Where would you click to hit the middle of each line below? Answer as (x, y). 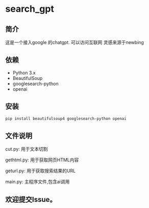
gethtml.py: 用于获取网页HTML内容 (42, 160)
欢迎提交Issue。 (31, 200)
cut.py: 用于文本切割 (27, 149)
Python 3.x (24, 73)
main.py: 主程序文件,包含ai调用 (38, 182)
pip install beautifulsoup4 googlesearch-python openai (66, 118)
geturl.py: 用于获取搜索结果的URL (41, 171)
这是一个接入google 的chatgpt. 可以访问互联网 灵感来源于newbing (75, 42)
